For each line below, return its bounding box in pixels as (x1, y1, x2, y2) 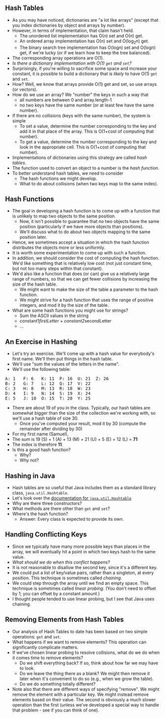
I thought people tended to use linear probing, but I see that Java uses (12, 596, 155, 602)
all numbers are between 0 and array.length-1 (19, 97, 112, 103)
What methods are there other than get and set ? (12, 505, 110, 512)
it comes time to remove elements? (12, 654, 83, 660)
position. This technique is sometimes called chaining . (12, 574, 122, 581)
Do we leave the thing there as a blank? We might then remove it (19, 670, 150, 676)
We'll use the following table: (12, 366, 71, 372)
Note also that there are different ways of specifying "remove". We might (12, 686, 160, 692)
